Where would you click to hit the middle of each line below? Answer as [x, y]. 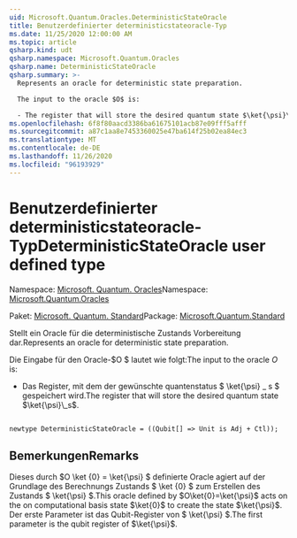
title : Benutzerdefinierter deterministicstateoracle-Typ [118, 26]
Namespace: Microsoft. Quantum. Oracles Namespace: [109, 289]
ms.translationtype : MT [53, 140]
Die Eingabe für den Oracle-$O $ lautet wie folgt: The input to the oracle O [144, 359]
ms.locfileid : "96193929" [57, 165]
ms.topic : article [43, 42]
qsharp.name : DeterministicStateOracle [83, 67]
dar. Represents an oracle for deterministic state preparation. [119, 342]
